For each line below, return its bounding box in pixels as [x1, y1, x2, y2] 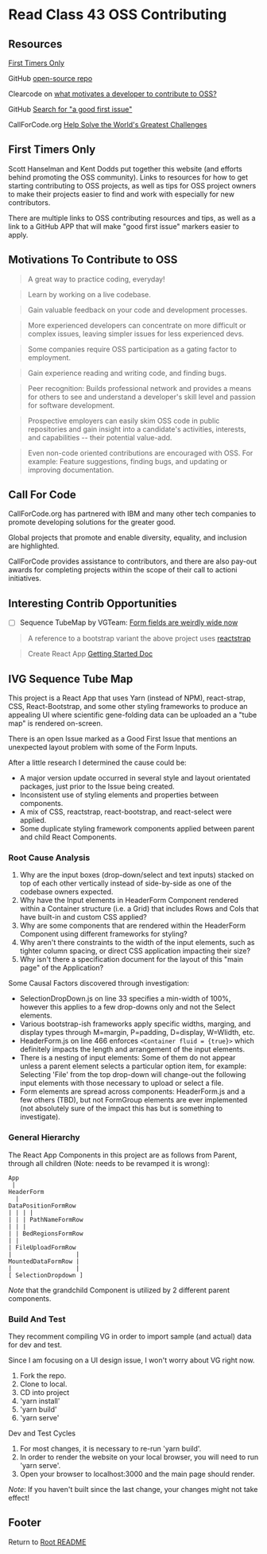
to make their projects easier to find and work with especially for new [8, 189, 234, 199]
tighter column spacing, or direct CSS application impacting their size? [19, 946, 251, 955]
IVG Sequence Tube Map [8, 672, 133, 685]
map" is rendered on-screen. [8, 719, 103, 728]
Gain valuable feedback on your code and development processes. [27, 304, 248, 315]
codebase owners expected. [19, 887, 114, 897]
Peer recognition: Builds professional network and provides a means [27, 383, 252, 393]
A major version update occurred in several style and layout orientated [19, 773, 251, 783]
